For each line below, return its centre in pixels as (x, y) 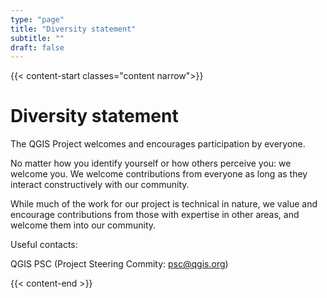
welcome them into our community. (83, 225)
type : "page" (37, 19)
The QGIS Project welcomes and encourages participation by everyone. (158, 144)
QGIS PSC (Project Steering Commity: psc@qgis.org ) (119, 264)
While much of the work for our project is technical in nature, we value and (164, 204)
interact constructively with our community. (100, 185)
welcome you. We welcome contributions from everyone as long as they (159, 174)
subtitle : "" (37, 38)
